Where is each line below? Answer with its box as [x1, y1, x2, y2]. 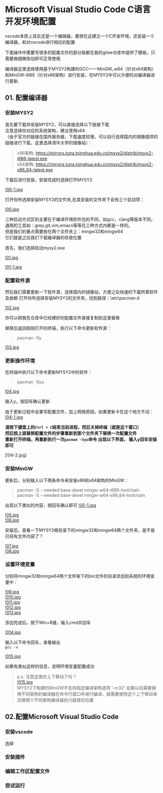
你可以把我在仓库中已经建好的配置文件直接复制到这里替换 [5, 315, 120, 320]
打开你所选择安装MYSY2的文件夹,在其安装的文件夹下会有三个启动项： [5, 196, 145, 202]
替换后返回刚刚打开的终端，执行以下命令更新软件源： [5, 325, 112, 331]
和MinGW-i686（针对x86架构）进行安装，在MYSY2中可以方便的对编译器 [5, 72, 151, 78]
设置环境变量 [5, 561, 35, 568]
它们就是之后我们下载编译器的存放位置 [5, 234, 81, 240]
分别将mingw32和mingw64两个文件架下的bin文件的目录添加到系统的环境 [5, 573, 151, 579]
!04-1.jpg [5, 414, 23, 420]
